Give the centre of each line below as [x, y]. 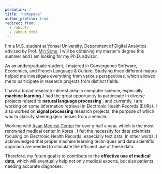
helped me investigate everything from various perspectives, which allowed [80, 76]
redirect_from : [20, 23]
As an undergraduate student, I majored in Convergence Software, [71, 66]
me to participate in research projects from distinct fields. [62, 81]
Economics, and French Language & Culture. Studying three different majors [81, 71]
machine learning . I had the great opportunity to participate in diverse [75, 96]
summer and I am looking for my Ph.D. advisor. [52, 56]
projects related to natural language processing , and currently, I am [74, 101]
